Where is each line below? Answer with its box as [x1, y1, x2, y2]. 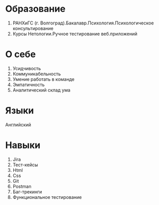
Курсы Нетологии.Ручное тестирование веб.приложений [12, 31, 138, 37]
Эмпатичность [12, 81, 45, 87]
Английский [5, 122, 32, 128]
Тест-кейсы [12, 161, 38, 168]
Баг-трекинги [12, 189, 42, 195]
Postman [12, 183, 32, 189]
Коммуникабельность [12, 71, 61, 77]
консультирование [12, 25, 54, 31]
